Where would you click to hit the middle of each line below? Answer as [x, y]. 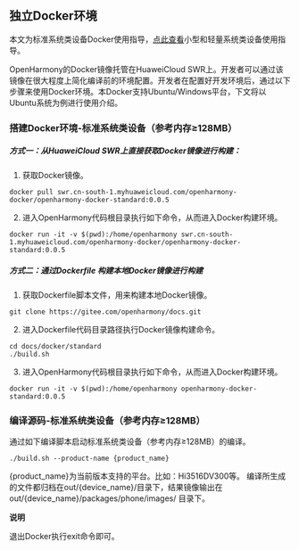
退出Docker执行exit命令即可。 [64, 536]
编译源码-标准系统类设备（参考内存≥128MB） [107, 420]
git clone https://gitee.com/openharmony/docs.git [105, 312]
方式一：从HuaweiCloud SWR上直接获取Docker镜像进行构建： [125, 151]
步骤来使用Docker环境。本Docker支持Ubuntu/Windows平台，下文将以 [138, 91]
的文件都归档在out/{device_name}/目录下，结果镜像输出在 [116, 487]
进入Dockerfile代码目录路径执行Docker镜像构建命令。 [121, 329]
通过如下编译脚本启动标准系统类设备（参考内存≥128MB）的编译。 [130, 441]
